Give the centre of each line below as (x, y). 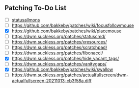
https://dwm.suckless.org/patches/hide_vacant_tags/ (65, 59)
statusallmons (26, 20)
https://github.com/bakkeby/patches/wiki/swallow (62, 69)
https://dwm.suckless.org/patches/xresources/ (59, 42)
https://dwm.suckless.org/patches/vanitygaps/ (59, 64)
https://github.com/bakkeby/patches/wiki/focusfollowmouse (73, 25)
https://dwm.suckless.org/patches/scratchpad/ (59, 47)
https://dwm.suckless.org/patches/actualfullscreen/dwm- (70, 75)
